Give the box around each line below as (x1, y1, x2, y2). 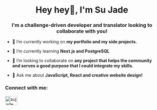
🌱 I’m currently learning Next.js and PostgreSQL (12, 48, 110, 54)
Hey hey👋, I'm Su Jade (36, 4, 128, 16)
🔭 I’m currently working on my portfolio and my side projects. (12, 39, 137, 45)
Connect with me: (5, 85, 48, 92)
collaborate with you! (56, 28, 108, 35)
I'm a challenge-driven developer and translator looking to (11, 22, 153, 29)
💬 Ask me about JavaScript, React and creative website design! (12, 73, 143, 78)
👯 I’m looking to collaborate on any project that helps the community (12, 58, 152, 64)
